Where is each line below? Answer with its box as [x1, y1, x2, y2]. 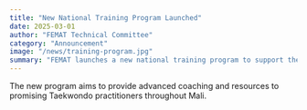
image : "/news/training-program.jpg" [9, 47, 153, 56]
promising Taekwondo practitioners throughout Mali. [9, 90, 207, 101]
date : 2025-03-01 [9, 22, 76, 31]
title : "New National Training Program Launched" [9, 13, 203, 23]
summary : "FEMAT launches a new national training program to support [9, 55, 284, 65]
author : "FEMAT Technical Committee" [9, 30, 153, 39]
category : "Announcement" [9, 38, 108, 48]
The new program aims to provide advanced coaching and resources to [9, 81, 280, 91]
